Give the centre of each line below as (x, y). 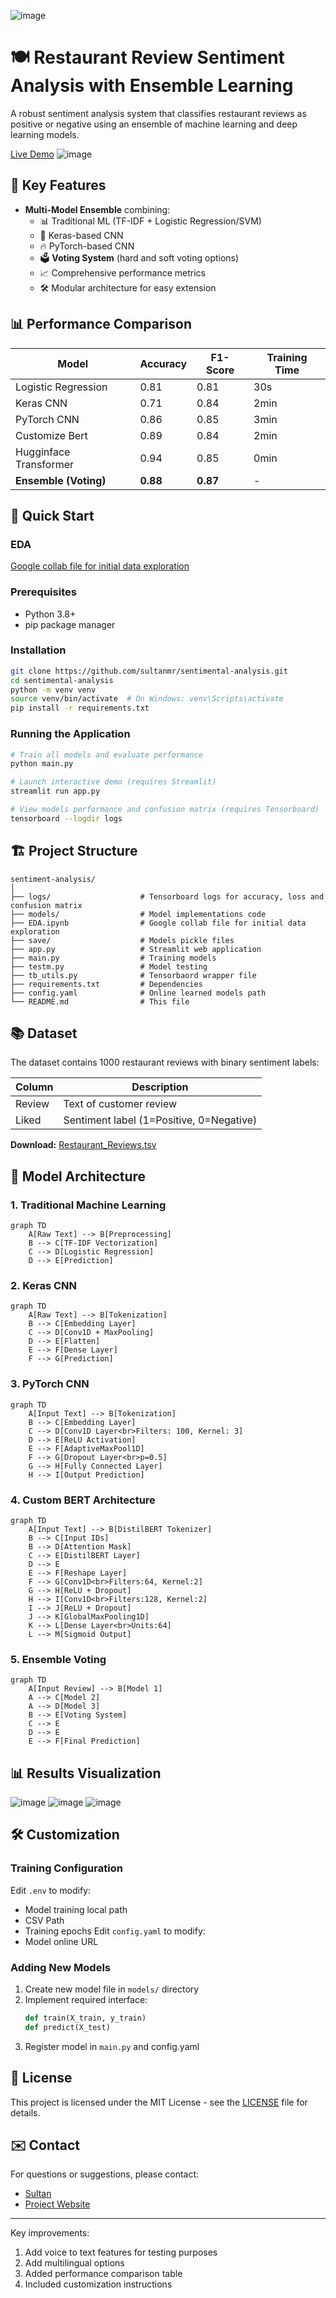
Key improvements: (50, 2233)
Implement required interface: (86, 2000)
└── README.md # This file (100, 1001)
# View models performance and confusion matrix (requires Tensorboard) (165, 810)
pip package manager (70, 624)
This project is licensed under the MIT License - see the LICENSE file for (159, 2102)
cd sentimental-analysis (62, 680)
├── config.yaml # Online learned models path (138, 993)
